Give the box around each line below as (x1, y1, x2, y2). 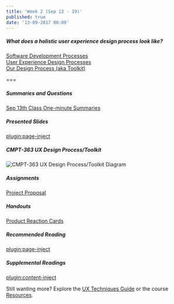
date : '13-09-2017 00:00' (6, 19, 69, 25)
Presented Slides (6, 118, 49, 125)
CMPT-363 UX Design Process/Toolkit (6, 146, 101, 153)
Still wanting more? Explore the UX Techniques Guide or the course (6, 285, 169, 292)
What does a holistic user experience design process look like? (6, 38, 163, 45)
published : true (6, 14, 46, 20)
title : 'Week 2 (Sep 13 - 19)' (6, 8, 83, 15)
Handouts (6, 202, 31, 210)
